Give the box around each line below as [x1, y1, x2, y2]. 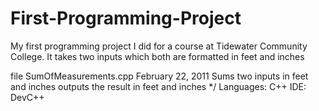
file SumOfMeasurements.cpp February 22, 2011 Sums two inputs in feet [10, 70, 309, 82]
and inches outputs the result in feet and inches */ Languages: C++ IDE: [10, 80, 307, 92]
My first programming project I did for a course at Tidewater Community [10, 40, 308, 52]
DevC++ [10, 91, 45, 103]
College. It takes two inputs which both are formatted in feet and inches [10, 50, 305, 62]
